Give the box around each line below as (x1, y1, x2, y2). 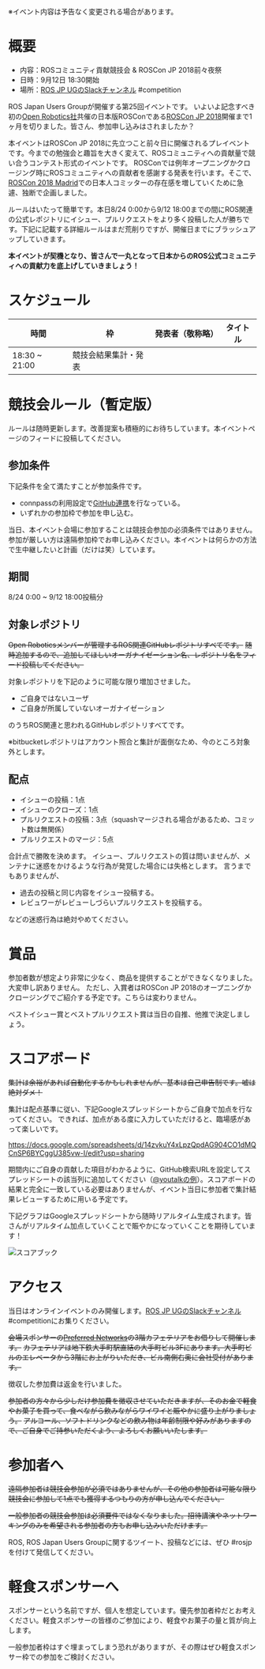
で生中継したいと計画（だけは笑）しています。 (8, 544, 160, 554)
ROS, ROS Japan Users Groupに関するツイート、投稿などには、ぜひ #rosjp (8, 1537, 252, 1546)
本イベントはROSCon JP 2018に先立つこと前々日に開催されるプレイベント (8, 138, 251, 148)
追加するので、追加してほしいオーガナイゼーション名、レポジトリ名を (14, 650, 243, 660)
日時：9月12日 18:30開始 (19, 74, 100, 85)
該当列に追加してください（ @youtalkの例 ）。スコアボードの (62, 1174, 256, 1184)
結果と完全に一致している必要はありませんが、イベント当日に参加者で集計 (8, 1184, 250, 1194)
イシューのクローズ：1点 (19, 805, 99, 815)
